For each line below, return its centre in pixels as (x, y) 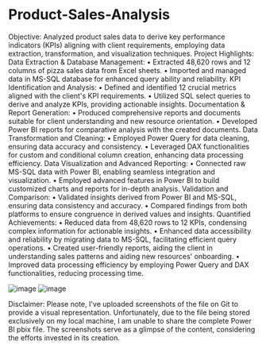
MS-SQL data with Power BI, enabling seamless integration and (112, 172)
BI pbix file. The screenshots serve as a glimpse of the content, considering (132, 329)
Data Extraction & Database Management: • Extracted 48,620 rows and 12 (130, 62)
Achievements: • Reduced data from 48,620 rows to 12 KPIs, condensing (128, 222)
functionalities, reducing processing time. (76, 273)
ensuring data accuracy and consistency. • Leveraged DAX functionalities (129, 146)
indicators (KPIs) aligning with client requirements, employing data (117, 45)
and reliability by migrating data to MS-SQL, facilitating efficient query (122, 239)
